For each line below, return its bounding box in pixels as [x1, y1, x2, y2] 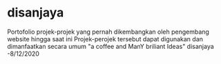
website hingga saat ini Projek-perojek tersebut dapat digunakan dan [7, 34, 204, 43]
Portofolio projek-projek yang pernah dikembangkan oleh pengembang [7, 28, 209, 36]
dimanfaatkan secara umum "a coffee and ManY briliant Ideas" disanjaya [7, 42, 214, 50]
